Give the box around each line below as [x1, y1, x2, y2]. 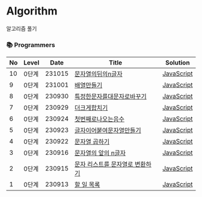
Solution [165, 58, 191, 67]
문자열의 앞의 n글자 [74, 149, 126, 157]
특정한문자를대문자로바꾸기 [74, 92, 147, 101]
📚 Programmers [6, 40, 55, 49]
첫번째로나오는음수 [74, 115, 125, 124]
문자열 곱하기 [74, 137, 110, 146]
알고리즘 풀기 [6, 25, 37, 32]
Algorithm [6, 4, 58, 18]
